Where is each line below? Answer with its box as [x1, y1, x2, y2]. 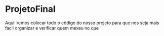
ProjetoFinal [5, 3, 56, 15]
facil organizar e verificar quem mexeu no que [5, 25, 99, 31]
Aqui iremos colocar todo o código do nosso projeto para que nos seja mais [5, 20, 160, 26]
